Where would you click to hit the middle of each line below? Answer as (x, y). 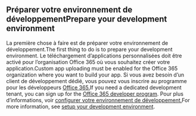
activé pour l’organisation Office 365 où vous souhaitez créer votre (88, 62)
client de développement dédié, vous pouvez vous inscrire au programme (97, 81)
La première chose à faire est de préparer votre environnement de (87, 43)
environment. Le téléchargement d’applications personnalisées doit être (94, 56)
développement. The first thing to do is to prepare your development (89, 49)
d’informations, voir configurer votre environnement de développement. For (98, 100)
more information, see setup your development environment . (81, 106)
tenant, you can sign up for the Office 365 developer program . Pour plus (95, 94)
